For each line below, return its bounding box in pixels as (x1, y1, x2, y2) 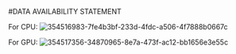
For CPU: (8, 22, 38, 31)
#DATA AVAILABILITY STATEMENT (8, 7, 122, 16)
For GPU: (8, 37, 38, 47)
